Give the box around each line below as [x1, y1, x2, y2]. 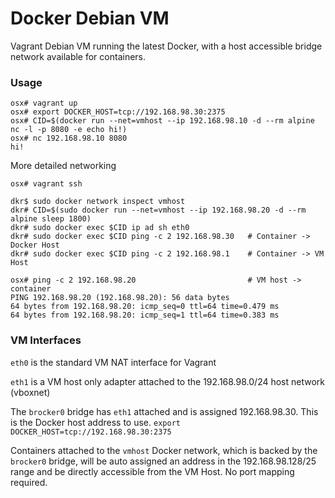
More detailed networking [10, 160, 117, 172]
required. [10, 476, 48, 488]
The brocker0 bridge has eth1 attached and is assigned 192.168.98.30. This [10, 405, 319, 417]
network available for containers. [10, 50, 147, 62]
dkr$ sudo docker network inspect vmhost [10, 197, 186, 207]
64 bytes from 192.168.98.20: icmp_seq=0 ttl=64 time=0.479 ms [10, 302, 280, 312]
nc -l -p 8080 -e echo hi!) [10, 125, 128, 135]
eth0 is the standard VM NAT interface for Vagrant [10, 356, 217, 368]
